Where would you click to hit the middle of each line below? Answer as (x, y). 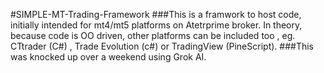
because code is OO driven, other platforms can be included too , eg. (153, 35)
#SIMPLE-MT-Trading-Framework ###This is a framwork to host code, (156, 14)
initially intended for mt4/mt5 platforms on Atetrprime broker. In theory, (156, 25)
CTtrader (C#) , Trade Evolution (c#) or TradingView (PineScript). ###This (162, 46)
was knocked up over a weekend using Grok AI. (108, 57)
